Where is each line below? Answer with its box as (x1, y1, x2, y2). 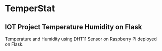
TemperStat (5, 3, 55, 14)
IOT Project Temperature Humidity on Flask (5, 23, 142, 31)
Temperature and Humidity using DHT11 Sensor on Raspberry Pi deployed (5, 36, 157, 42)
